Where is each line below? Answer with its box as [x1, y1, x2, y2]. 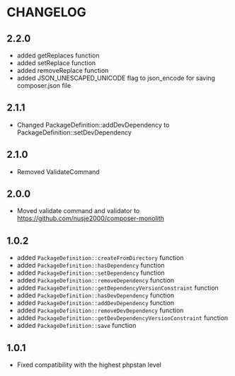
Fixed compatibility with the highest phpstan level [16, 360, 162, 369]
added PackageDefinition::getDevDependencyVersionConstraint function [16, 314, 229, 322]
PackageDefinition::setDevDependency [16, 128, 132, 137]
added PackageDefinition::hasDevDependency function [16, 291, 175, 300]
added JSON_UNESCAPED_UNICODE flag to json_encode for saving [16, 74, 215, 82]
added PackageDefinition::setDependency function [16, 268, 165, 277]
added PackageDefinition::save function [16, 321, 137, 330]
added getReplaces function [16, 51, 100, 59]
